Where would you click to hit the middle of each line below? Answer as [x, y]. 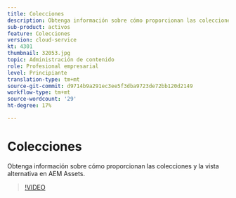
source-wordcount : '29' [42, 99]
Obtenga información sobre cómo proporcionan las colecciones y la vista [113, 166]
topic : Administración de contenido [61, 60]
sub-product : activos [39, 27]
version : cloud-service [42, 40]
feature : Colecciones [39, 33]
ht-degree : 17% [29, 106]
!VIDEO [35, 187]
